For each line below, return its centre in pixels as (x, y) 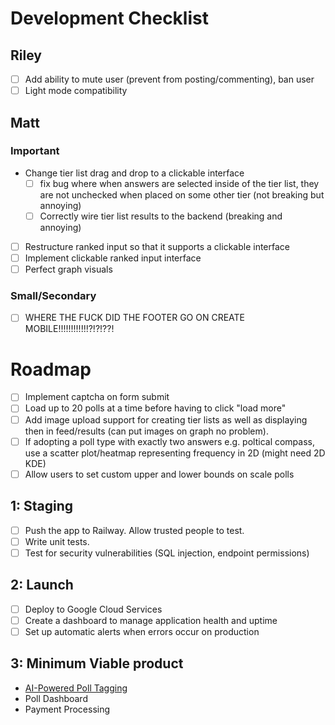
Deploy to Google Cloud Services (93, 609)
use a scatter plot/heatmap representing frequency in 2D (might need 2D (175, 453)
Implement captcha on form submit (97, 397)
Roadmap (51, 369)
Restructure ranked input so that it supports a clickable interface (157, 246)
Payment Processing (67, 709)
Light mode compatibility (76, 91)
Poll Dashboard (56, 698)
